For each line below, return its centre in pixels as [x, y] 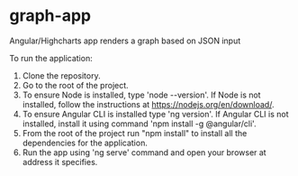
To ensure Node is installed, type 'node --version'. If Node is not [141, 95]
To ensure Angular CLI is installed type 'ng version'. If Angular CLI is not [155, 114]
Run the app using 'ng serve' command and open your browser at [144, 152]
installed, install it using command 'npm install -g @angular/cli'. [139, 124]
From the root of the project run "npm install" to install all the [135, 133]
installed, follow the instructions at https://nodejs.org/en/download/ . [148, 104]
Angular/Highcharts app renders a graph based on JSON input [125, 41]
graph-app [50, 16]
